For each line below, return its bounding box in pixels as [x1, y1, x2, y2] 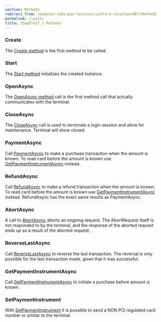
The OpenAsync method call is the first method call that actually [5, 94, 133, 100]
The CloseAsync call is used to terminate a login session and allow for [5, 122, 144, 128]
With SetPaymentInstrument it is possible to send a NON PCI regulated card [5, 307, 156, 313]
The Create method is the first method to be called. [5, 48, 107, 53]
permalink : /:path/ [5, 16, 44, 21]
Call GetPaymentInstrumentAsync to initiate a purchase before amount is [5, 279, 150, 285]
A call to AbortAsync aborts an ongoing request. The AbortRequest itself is [5, 217, 154, 223]
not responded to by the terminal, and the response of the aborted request [5, 223, 154, 228]
